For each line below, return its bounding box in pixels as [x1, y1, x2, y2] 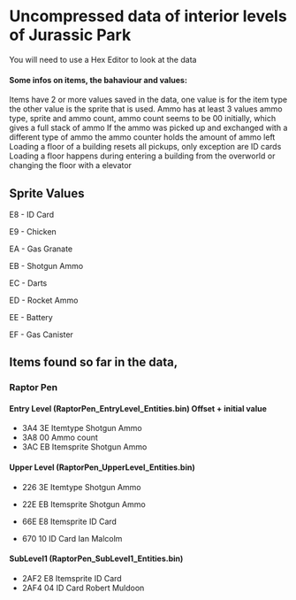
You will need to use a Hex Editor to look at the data [9, 54, 197, 65]
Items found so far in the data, [9, 355, 178, 370]
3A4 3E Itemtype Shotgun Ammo [21, 423, 143, 434]
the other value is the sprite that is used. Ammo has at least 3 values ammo [9, 104, 283, 114]
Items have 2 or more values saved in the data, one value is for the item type [9, 95, 288, 105]
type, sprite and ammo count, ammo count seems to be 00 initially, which [9, 113, 277, 124]
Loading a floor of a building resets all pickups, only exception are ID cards [9, 142, 282, 152]
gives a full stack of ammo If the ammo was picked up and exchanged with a [9, 122, 288, 134]
